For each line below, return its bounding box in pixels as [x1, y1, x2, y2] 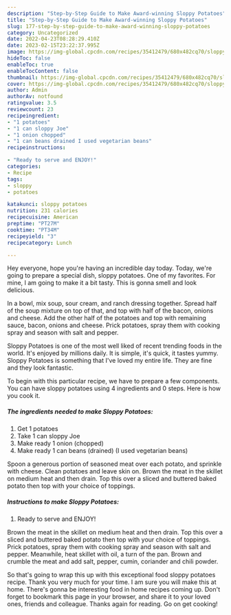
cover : [7, 80, 26, 87]
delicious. [7, 286, 34, 294]
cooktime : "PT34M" [7, 226, 60, 234]
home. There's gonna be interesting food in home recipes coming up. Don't [7, 585, 221, 594]
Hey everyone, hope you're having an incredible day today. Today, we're [7, 264, 212, 272]
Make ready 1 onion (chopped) [16, 439, 104, 447]
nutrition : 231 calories [7, 208, 78, 214]
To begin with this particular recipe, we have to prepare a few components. [7, 377, 220, 385]
